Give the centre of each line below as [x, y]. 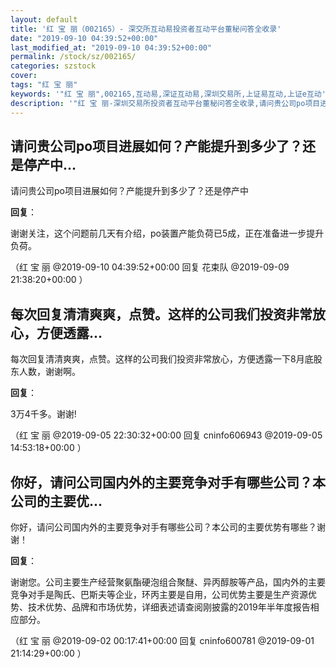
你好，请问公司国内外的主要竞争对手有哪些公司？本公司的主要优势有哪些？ [163, 527]
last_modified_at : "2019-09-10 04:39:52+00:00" [111, 47]
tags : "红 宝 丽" [44, 85]
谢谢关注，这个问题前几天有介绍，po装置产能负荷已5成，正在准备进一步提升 [167, 233]
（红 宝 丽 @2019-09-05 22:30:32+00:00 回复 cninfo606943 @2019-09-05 [166, 435]
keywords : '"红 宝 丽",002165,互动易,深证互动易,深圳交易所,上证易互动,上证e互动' [168, 94]
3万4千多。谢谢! [43, 414]
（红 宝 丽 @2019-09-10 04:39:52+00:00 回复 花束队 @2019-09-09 [150, 267]
